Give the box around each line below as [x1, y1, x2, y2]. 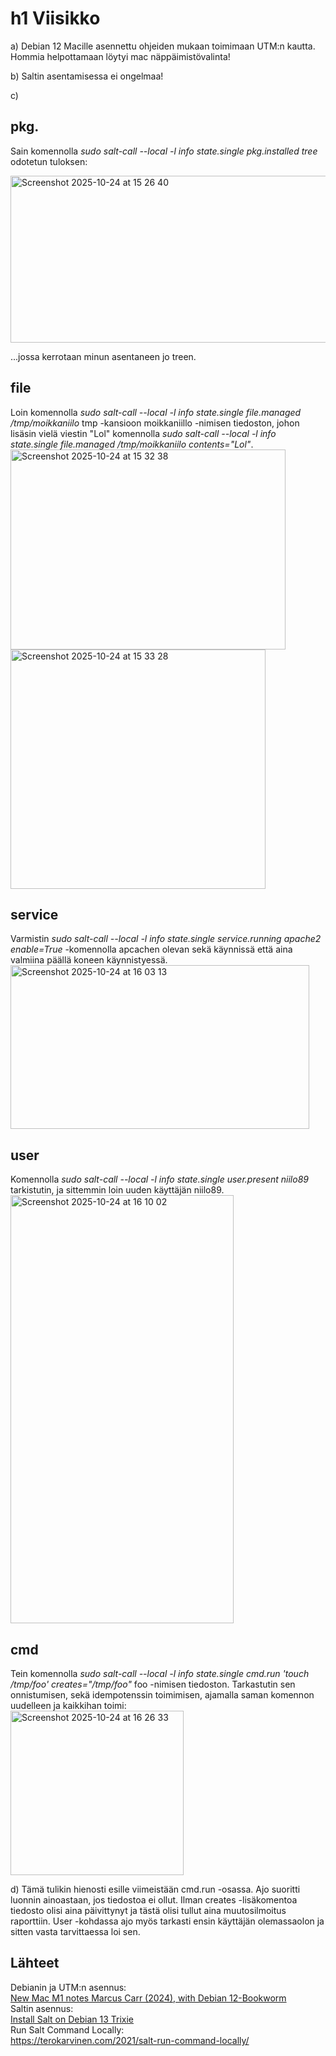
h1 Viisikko [10, 7, 101, 30]
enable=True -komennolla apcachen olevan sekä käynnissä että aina [10, 943, 293, 956]
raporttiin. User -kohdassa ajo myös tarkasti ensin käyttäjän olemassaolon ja [10, 1915, 325, 1927]
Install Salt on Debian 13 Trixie [10, 2013, 135, 2025]
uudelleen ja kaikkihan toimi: [10, 1700, 127, 1711]
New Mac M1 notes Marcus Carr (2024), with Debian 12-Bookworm [10, 1992, 287, 2004]
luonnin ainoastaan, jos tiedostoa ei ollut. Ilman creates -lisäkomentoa [10, 1894, 298, 1906]
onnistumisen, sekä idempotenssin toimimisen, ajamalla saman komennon [10, 1689, 315, 1701]
